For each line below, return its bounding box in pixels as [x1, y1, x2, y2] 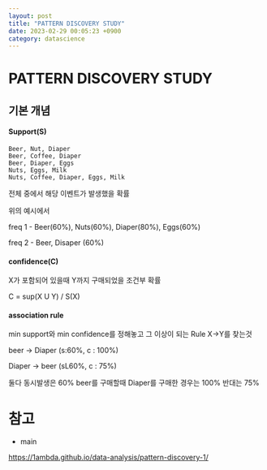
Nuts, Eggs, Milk [8, 166, 67, 175]
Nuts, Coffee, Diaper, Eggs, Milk [8, 174, 126, 182]
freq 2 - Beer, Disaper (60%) [8, 238, 104, 248]
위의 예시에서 [8, 206, 50, 216]
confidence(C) [8, 257, 59, 266]
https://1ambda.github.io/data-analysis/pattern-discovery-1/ [8, 452, 209, 463]
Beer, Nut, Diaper [8, 145, 71, 153]
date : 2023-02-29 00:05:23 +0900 [8, 27, 122, 35]
